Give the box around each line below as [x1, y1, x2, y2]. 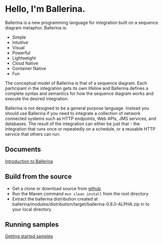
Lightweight [12, 55, 36, 61]
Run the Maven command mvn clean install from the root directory [12, 191, 149, 197]
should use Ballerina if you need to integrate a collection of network [5, 110, 141, 116]
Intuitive [12, 39, 28, 45]
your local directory [12, 206, 52, 212]
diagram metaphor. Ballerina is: [5, 24, 67, 30]
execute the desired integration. [5, 95, 69, 101]
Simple [12, 34, 26, 40]
